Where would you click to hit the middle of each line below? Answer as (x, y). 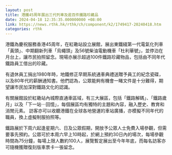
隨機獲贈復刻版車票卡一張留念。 (43, 147)
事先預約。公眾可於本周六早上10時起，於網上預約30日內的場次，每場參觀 (87, 135)
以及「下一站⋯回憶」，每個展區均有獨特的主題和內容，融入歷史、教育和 (89, 104)
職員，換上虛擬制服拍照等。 (35, 117)
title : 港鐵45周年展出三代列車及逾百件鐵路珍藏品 (52, 15)
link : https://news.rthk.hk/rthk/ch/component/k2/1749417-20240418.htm (83, 24)
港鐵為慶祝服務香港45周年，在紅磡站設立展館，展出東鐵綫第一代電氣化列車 (84, 45)
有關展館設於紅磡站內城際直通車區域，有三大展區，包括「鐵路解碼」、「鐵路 (84, 98)
